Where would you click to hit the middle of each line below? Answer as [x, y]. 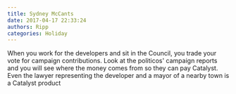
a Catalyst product [34, 83]
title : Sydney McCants [41, 14]
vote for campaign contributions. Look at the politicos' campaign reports [112, 61]
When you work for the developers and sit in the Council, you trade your [112, 53]
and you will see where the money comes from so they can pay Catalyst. [113, 68]
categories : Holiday [38, 33]
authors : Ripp [28, 27]
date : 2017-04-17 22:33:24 [47, 20]
